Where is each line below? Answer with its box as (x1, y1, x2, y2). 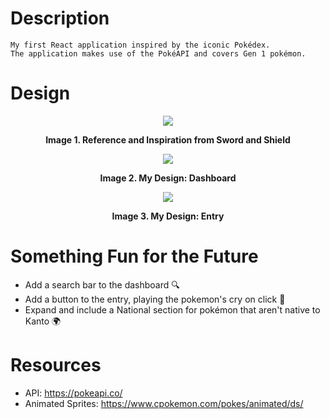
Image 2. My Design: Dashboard (99, 172, 237, 184)
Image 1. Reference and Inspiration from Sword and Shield (45, 133, 291, 146)
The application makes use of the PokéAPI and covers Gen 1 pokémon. (10, 48, 307, 59)
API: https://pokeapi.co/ (24, 387, 123, 399)
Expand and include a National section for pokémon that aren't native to (24, 303, 321, 316)
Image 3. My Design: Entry (111, 210, 225, 222)
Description (10, 7, 110, 30)
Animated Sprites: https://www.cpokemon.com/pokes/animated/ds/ (24, 397, 304, 409)
